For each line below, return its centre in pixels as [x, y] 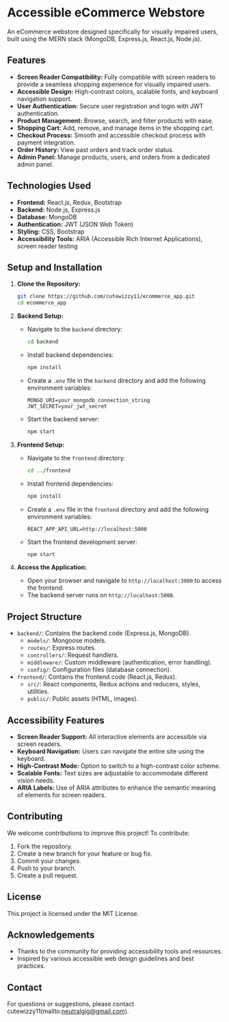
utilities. [38, 691]
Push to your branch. [46, 868]
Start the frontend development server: [82, 542]
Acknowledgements [51, 935]
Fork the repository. [45, 846]
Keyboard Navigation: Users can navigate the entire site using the [111, 751]
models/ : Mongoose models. [67, 640]
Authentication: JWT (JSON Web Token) [75, 224]
